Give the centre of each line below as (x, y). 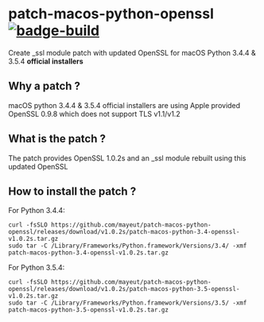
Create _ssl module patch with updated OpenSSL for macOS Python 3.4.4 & (132, 52)
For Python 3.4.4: (37, 211)
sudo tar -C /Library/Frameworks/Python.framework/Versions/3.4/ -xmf (128, 246)
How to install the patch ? (72, 191)
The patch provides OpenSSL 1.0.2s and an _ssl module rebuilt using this (127, 158)
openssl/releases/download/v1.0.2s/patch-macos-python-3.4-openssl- (124, 232)
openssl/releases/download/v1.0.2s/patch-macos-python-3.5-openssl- (124, 289)
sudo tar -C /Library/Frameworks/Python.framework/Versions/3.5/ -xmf (128, 303)
